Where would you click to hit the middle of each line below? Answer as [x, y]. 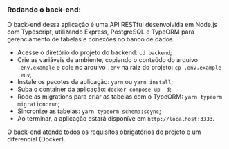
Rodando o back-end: [44, 10]
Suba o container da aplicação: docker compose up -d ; [94, 89]
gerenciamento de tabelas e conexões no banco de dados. [91, 39]
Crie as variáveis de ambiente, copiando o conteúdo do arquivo [108, 60]
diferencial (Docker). [36, 139]
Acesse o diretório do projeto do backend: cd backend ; [94, 52]
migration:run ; [38, 104]
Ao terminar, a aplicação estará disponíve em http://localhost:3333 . [116, 119]
